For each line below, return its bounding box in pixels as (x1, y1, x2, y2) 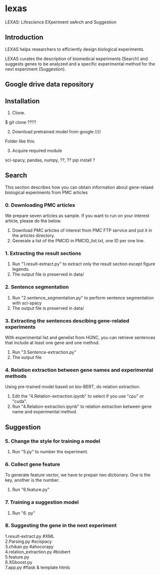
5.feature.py (5, 554, 30, 560)
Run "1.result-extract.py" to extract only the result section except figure (12, 261, 156, 267)
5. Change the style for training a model (5, 438, 101, 445)
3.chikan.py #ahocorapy (5, 543, 54, 550)
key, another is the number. (5, 477, 60, 483)
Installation (5, 97, 40, 105)
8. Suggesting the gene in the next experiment (5, 522, 117, 529)
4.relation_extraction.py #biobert (5, 549, 71, 554)
